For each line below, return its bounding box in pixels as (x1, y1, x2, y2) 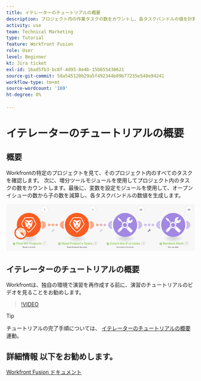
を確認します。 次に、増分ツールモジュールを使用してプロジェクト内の (6, 177, 179, 184)
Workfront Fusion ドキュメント (6, 368, 82, 376)
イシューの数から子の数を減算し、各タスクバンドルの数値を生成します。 (6, 192, 184, 199)
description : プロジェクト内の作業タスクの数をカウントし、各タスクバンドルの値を (6, 16, 188, 22)
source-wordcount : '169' (6, 86, 68, 92)
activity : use (6, 22, 42, 28)
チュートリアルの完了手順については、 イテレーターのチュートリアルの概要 (6, 325, 191, 332)
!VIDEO (20, 301, 39, 308)
